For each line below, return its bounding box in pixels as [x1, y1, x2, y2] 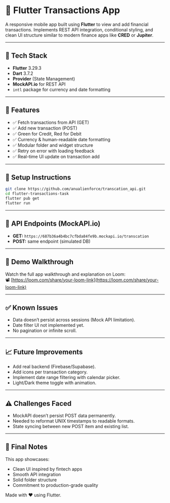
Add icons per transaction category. [12, 369, 88, 375]
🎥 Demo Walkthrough [5, 258, 74, 266]
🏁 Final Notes [5, 443, 48, 451]
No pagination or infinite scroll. [12, 327, 77, 333]
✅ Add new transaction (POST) [12, 125, 77, 131]
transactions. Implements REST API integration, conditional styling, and [5, 26, 153, 32]
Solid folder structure [12, 477, 57, 483]
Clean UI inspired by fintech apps [12, 466, 82, 472]
